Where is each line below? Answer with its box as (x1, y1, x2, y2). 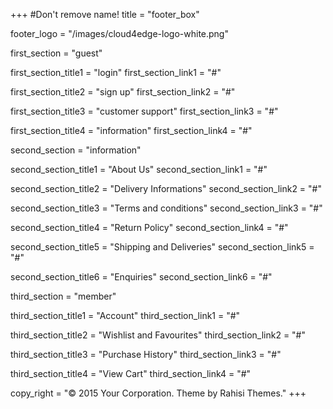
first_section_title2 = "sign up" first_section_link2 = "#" (10, 86, 236, 98)
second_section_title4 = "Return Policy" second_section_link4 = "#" (10, 222, 289, 233)
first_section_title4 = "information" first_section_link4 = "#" (10, 125, 253, 136)
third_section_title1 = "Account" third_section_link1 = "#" (10, 310, 241, 321)
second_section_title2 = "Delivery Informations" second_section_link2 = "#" (10, 183, 322, 194)
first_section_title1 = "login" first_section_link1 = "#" (10, 67, 222, 78)
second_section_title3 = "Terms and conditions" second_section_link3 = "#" (10, 202, 323, 214)
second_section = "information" (10, 144, 142, 156)
